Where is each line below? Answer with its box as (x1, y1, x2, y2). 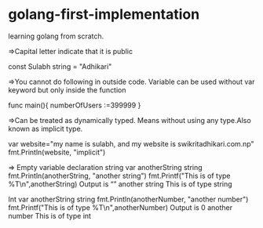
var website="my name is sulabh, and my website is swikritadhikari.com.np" (8, 139, 254, 148)
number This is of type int (8, 211, 92, 220)
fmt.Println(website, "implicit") (8, 147, 106, 157)
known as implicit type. (8, 124, 83, 133)
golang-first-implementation (8, 5, 200, 24)
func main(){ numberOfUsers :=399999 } (8, 100, 141, 110)
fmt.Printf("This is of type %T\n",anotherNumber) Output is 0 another (8, 202, 233, 212)
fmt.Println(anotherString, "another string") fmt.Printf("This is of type (8, 171, 231, 180)
